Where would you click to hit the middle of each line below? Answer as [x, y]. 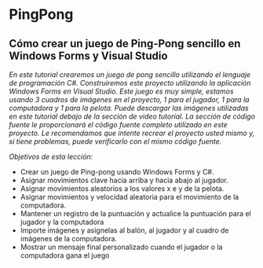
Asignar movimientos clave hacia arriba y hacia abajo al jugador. [124, 180]
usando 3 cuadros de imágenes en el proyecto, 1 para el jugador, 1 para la [129, 99]
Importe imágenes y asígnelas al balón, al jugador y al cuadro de [124, 230]
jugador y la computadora [62, 222]
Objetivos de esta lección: [51, 156]
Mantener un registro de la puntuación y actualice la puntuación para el [136, 213]
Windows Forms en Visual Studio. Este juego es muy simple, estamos [121, 91]
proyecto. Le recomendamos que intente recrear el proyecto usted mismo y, [132, 133]
